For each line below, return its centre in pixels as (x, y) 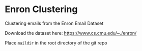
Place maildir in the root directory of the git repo (56, 43)
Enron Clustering (41, 9)
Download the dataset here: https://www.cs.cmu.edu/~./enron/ (71, 33)
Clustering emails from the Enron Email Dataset (54, 23)
